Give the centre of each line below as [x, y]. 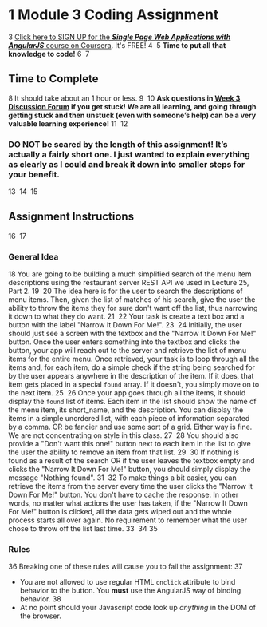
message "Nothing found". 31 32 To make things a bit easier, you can [122, 478]
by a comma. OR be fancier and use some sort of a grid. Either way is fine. [130, 427]
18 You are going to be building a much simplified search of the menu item [130, 274]
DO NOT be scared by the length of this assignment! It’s [118, 144]
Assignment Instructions [71, 217]
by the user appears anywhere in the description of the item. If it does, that [131, 376]
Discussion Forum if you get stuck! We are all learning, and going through [132, 106]
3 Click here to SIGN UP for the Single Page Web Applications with [120, 37]
